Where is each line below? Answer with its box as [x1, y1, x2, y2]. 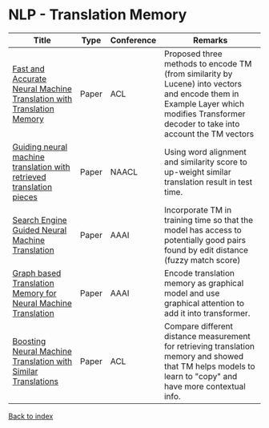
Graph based [12, 267, 62, 278]
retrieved [12, 171, 46, 182]
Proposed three [163, 48, 223, 59]
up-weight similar [163, 166, 231, 177]
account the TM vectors [163, 128, 255, 139]
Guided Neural [12, 224, 67, 236]
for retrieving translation [163, 341, 255, 352]
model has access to [163, 224, 242, 236]
